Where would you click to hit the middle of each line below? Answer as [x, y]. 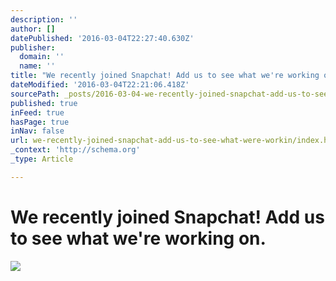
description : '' [44, 19]
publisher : [33, 47]
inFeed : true [37, 112]
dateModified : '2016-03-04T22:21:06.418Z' [100, 85]
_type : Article [42, 159]
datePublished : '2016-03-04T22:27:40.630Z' [102, 38]
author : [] [33, 29]
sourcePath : [35, 94]
